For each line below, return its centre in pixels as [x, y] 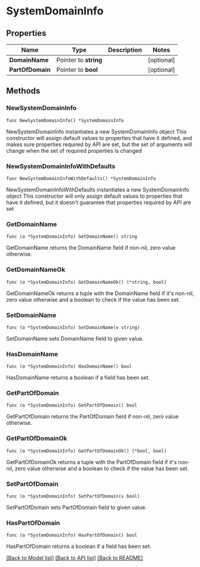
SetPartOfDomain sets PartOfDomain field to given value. [76, 508]
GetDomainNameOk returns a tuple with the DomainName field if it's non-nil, [100, 293]
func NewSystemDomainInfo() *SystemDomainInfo [65, 120]
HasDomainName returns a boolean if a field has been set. [78, 378]
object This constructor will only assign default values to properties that [95, 196]
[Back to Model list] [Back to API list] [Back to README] [75, 558]
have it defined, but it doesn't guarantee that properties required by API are [99, 202]
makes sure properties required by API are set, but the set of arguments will [99, 144]
